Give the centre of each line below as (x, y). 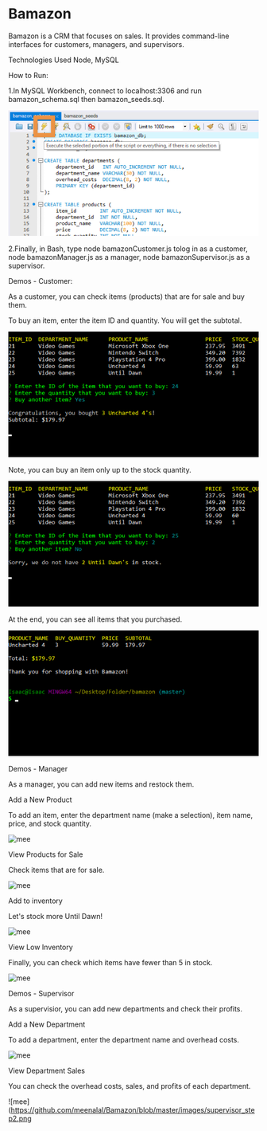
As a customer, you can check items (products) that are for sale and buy (126, 296)
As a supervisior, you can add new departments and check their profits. (126, 1008)
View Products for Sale (46, 854)
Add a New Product (41, 799)
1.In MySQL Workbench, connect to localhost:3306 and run (105, 90)
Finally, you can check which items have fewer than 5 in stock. (110, 962)
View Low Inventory (41, 947)
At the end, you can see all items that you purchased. (95, 619)
